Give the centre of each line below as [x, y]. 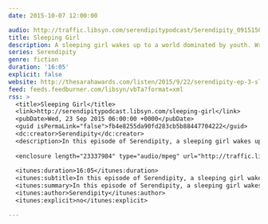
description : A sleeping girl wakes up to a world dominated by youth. [130, 45]
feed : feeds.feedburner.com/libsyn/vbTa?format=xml [96, 89]
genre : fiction [33, 60]
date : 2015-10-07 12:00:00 [53, 16]
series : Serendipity [43, 53]
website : [23, 82]
